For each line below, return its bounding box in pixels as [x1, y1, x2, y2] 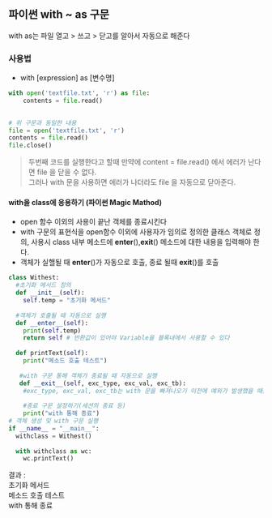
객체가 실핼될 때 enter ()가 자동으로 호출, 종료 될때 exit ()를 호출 [19, 258, 219, 268]
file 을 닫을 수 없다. [36, 167, 97, 177]
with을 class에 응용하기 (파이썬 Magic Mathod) [8, 197, 162, 207]
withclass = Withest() [15, 432, 92, 440]
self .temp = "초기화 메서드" [23, 297, 111, 305]
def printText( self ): [15, 349, 89, 357]
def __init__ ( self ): [15, 289, 85, 298]
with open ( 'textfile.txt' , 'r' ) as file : [8, 89, 151, 97]
